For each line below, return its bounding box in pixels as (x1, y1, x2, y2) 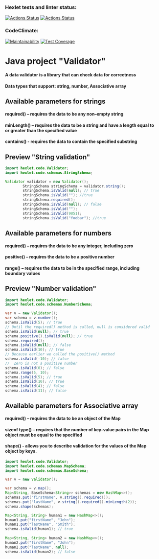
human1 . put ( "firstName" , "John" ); (5, 517, 76, 522)
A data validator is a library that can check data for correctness (5, 72, 136, 78)
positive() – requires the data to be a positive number (5, 254, 115, 260)
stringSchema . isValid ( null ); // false (23, 202, 102, 207)
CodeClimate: (5, 27, 39, 34)
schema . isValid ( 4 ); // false (5, 384, 65, 389)
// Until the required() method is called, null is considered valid (5, 325, 150, 329)
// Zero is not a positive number (5, 361, 78, 366)
